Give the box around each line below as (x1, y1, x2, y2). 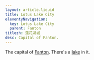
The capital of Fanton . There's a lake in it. (5, 48, 91, 55)
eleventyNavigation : (5, 16, 48, 21)
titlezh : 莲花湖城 (5, 30, 41, 35)
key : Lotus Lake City (9, 21, 55, 26)
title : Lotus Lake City (5, 12, 55, 17)
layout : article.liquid (5, 7, 55, 12)
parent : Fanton (9, 26, 41, 31)
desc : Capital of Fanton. (5, 35, 59, 40)
